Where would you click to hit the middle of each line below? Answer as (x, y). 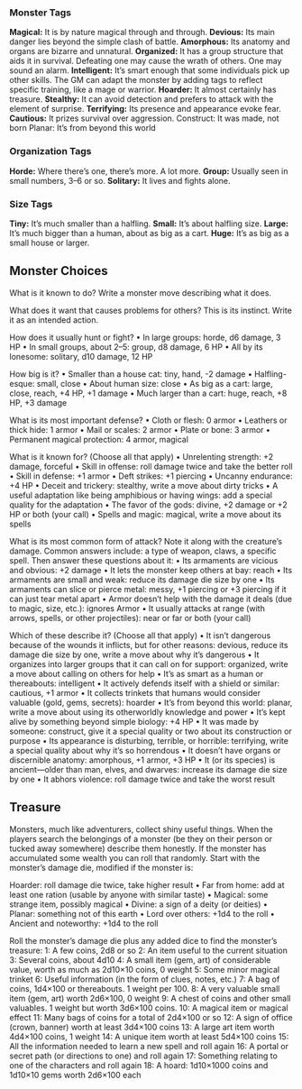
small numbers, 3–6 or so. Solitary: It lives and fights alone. (120, 180)
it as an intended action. (54, 320)
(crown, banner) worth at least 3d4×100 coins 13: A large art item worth (142, 1027)
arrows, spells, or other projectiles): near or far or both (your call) (130, 618)
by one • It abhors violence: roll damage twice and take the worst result (142, 779)
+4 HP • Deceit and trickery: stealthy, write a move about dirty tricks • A (144, 485)
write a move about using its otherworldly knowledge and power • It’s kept (147, 712)
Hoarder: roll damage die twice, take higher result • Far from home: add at (147, 884)
